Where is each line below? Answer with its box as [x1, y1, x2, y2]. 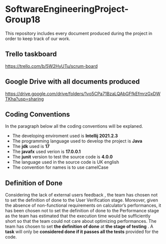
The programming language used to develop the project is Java [12, 138, 143, 144]
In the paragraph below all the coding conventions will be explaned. [5, 123, 143, 129]
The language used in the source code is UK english [12, 159, 119, 165]
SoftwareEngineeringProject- [5, 3, 129, 15]
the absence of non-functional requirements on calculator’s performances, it [5, 202, 162, 208]
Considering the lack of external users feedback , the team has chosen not [5, 192, 158, 198]
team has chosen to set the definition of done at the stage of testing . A [5, 224, 154, 230]
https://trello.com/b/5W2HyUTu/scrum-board [5, 63, 98, 69]
